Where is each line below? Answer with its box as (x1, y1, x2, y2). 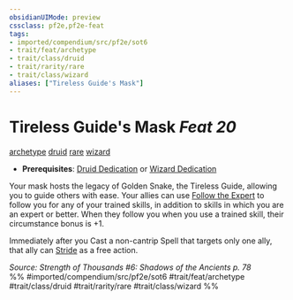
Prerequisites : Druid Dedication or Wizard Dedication (21, 163, 217, 173)
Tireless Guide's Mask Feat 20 (9, 117, 237, 137)
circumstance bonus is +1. (9, 218, 104, 228)
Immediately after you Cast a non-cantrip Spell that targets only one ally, (9, 235, 273, 246)
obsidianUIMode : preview (9, 12, 101, 22)
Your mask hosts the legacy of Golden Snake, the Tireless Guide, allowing (9, 181, 278, 191)
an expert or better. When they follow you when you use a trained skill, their (9, 209, 284, 219)
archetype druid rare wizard (9, 146, 111, 157)
